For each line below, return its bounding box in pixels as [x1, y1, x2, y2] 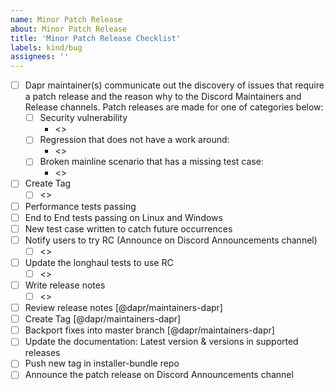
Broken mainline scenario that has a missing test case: [39, 156, 264, 168]
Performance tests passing [24, 200, 137, 212]
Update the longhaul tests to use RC [24, 256, 174, 268]
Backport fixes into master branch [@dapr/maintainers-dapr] [24, 324, 275, 336]
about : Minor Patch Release [10, 24, 128, 34]
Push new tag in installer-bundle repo [24, 357, 180, 370]
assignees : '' [10, 52, 70, 62]
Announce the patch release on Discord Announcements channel [24, 369, 294, 381]
